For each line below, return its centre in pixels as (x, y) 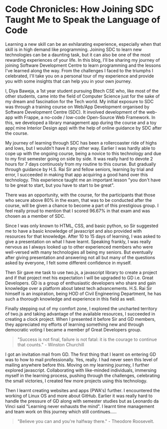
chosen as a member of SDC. (35, 216)
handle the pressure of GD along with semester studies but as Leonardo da (82, 401)
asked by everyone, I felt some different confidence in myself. (68, 263)
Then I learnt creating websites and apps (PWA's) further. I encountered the (83, 390)
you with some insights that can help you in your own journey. (68, 81)
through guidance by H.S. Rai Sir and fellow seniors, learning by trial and (79, 169)
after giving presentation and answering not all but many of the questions (80, 257)
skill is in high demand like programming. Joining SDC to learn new (74, 49)
